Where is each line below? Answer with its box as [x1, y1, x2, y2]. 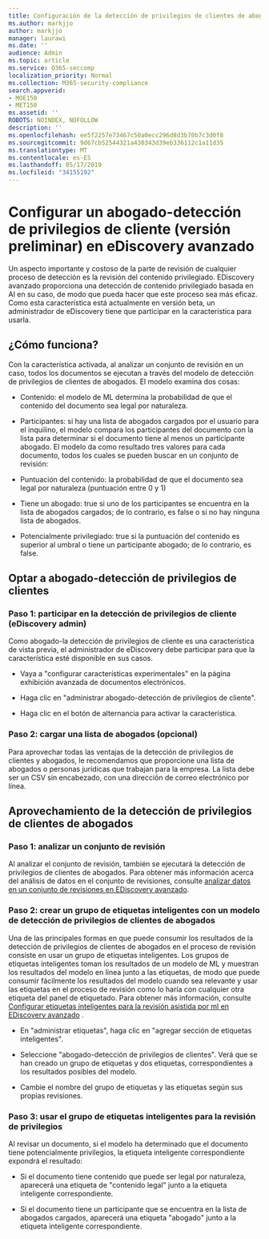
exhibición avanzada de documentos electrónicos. [19, 678, 187, 687]
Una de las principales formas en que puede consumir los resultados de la [8, 933, 254, 943]
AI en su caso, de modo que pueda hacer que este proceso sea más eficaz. [8, 289, 258, 299]
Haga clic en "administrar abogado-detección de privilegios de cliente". [19, 693, 256, 703]
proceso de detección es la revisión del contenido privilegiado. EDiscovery [8, 272, 255, 282]
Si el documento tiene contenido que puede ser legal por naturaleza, [19, 1172, 247, 1181]
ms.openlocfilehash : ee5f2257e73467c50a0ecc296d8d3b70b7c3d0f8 [8, 131, 224, 139]
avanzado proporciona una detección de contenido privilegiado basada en [8, 280, 254, 290]
